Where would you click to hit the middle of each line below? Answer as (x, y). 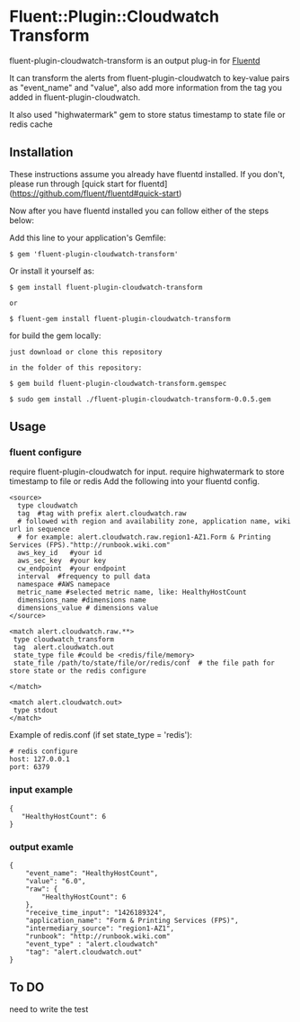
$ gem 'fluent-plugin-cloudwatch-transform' (94, 254)
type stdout (35, 711)
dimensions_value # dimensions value (88, 608)
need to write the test (49, 1009)
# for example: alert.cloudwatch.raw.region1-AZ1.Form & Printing (144, 537)
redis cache (31, 124)
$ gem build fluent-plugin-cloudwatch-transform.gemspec (118, 383)
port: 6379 (30, 767)
